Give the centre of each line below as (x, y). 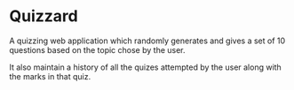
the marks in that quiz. (50, 76)
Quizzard (44, 16)
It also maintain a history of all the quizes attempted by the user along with (145, 67)
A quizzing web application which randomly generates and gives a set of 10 (147, 41)
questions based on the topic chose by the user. (97, 49)
